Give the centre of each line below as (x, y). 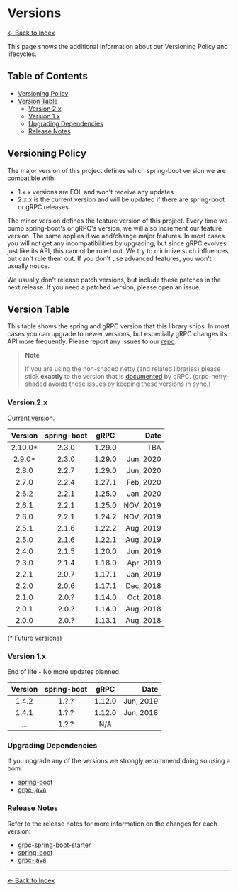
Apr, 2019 (144, 563)
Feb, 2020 (144, 482)
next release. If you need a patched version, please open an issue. (104, 287)
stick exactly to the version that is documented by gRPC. (108, 377)
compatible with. (32, 178)
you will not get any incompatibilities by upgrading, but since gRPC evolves (117, 243)
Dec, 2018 (143, 585)
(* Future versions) (35, 638)
